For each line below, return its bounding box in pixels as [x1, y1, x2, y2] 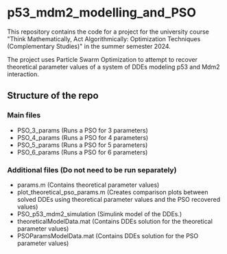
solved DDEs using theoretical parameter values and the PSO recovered [16, 195, 221, 203]
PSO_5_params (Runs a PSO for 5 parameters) [16, 141, 148, 149]
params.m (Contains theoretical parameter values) [16, 181, 160, 189]
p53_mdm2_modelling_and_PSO [7, 5, 197, 21]
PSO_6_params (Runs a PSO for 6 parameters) [16, 148, 148, 156]
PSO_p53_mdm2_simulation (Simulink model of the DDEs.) [16, 209, 182, 218]
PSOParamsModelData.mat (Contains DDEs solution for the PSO [16, 231, 199, 240]
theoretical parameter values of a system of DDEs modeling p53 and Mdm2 [7, 62, 220, 71]
